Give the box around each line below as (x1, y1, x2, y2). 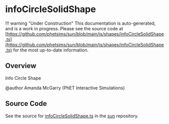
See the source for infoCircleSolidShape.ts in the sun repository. (5, 112, 139, 119)
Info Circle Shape (5, 75, 41, 81)
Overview (5, 61, 37, 70)
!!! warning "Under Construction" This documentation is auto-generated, (5, 20, 156, 26)
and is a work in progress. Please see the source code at (5, 25, 124, 31)
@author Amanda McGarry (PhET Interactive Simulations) (5, 85, 125, 91)
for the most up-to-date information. (13, 47, 89, 53)
